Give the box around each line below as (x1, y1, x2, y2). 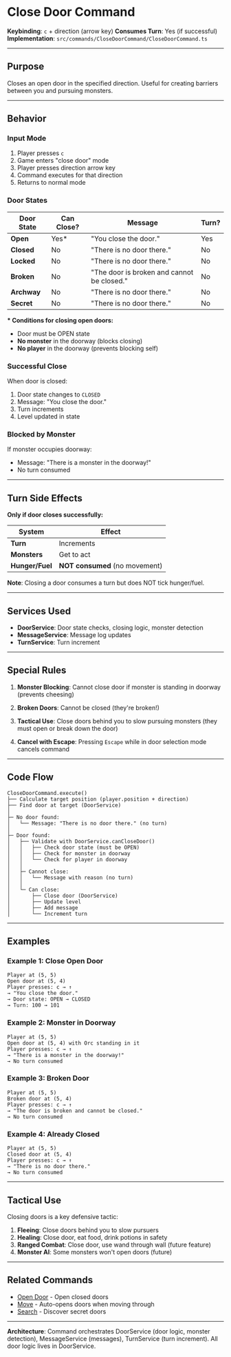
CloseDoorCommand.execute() (7, 790, 88, 796)
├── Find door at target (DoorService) (7, 801, 122, 809)
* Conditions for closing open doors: (7, 316, 113, 324)
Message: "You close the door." (16, 398, 107, 406)
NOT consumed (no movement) (58, 561, 163, 571)
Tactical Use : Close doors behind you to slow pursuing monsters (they (16, 716, 218, 725)
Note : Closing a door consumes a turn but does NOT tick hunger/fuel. (7, 579, 205, 587)
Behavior (7, 113, 47, 125)
